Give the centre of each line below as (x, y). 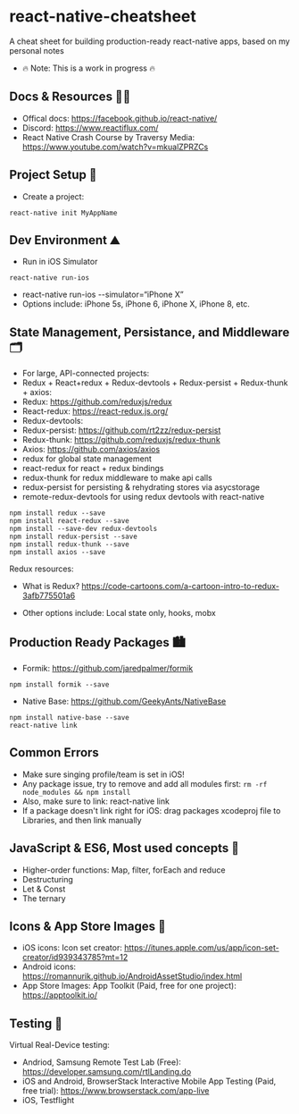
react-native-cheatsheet (103, 17)
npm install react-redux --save (69, 521)
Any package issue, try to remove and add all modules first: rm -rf (145, 783)
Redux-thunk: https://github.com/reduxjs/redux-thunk (121, 440)
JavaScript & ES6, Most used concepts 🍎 (124, 848)
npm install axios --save (57, 553)
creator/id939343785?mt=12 (75, 958)
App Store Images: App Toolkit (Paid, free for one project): (129, 986)
